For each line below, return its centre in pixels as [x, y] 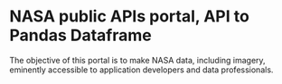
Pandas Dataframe [80, 35]
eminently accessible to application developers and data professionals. [141, 70]
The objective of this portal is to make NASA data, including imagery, [137, 60]
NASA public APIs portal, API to [130, 17]
